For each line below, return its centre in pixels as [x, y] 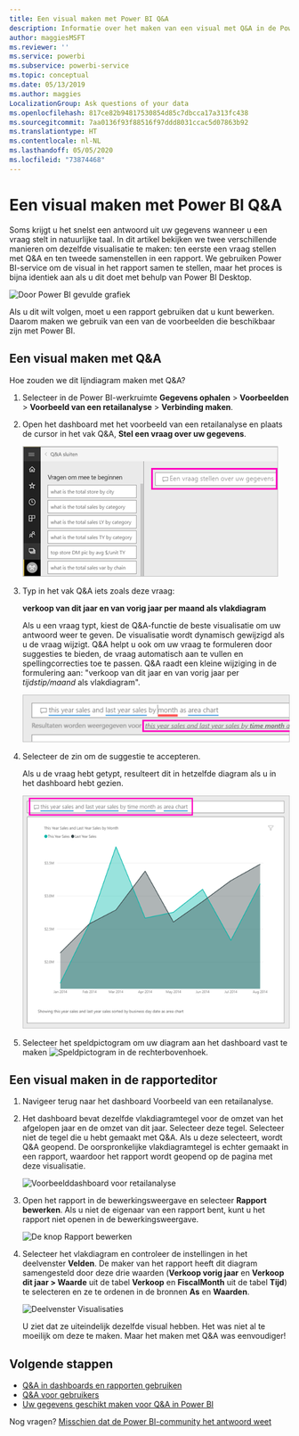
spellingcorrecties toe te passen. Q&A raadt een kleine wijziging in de [149, 663]
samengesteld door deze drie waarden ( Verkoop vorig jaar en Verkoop [153, 1273]
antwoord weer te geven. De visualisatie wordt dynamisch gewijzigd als [153, 635]
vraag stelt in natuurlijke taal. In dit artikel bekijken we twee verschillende [143, 239]
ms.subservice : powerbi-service [69, 66]
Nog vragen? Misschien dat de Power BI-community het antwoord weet [141, 1422]
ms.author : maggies [45, 94]
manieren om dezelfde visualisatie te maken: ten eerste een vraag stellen [143, 249]
